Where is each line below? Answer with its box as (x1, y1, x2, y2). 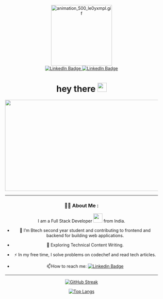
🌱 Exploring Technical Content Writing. (47, 242, 124, 248)
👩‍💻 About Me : (64, 202, 99, 209)
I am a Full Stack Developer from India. (38, 218, 125, 224)
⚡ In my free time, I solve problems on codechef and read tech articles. (14, 252, 156, 258)
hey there (56, 84, 96, 94)
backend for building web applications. (46, 233, 124, 239)
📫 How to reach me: (47, 264, 87, 269)
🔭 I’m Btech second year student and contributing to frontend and (19, 228, 151, 233)
